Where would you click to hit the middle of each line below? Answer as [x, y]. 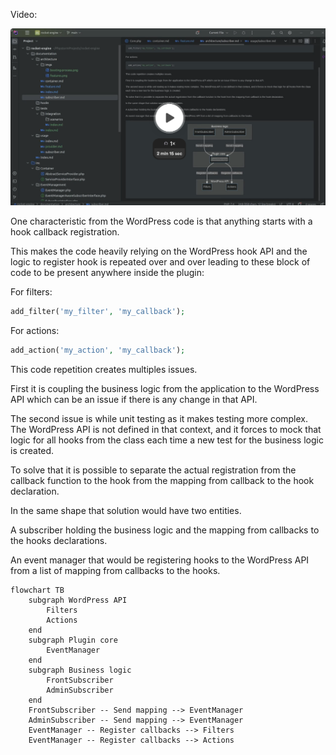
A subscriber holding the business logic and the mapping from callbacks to [165, 530]
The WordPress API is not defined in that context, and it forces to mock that [166, 429]
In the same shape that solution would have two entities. [126, 510]
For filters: [31, 292]
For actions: [35, 330]
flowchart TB [37, 590]
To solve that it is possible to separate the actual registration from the [153, 470]
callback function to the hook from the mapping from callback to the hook [162, 480]
